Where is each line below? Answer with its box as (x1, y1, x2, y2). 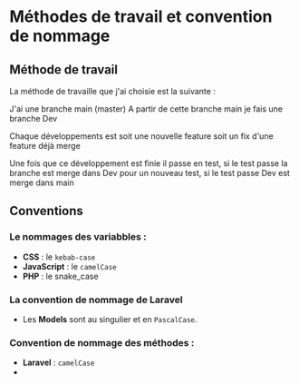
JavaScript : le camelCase (22, 261, 118, 271)
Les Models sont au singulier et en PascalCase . (22, 313, 198, 324)
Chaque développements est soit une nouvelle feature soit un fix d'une (9, 131, 274, 142)
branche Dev (9, 113, 58, 123)
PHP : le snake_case (22, 271, 99, 281)
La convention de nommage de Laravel (9, 293, 183, 306)
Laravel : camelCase (22, 357, 95, 369)
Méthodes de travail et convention (9, 6, 273, 27)
